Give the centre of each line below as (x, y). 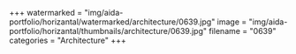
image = (232, 22)
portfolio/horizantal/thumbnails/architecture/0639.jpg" (108, 31)
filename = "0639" (243, 31)
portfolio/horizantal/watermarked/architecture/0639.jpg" (112, 22)
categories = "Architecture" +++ (68, 40)
